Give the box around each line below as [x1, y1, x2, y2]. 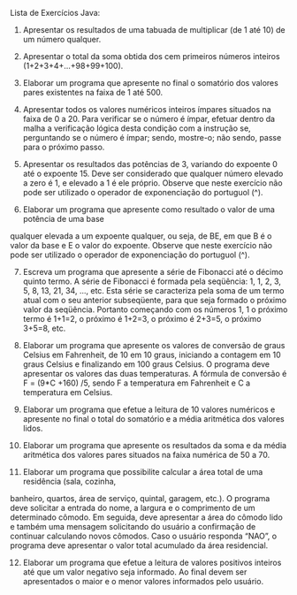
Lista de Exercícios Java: [10, 8, 101, 18]
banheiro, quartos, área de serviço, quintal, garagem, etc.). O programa [10, 493, 270, 503]
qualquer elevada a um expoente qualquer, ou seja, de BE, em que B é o [10, 231, 272, 241]
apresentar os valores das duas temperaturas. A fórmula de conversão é [22, 369, 287, 378]
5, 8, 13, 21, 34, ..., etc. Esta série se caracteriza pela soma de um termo [22, 286, 285, 295]
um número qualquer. [22, 34, 102, 44]
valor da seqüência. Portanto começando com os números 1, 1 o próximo [22, 304, 288, 315]
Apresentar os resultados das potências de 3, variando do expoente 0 [22, 159, 278, 169]
